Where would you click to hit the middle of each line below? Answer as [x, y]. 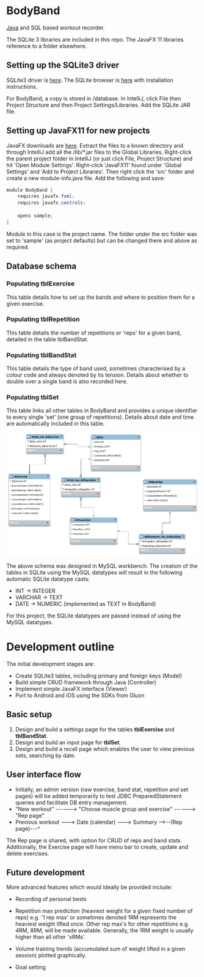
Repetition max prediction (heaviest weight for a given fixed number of [104, 911]
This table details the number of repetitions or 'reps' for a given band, [94, 333]
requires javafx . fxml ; [46, 197]
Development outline [60, 647]
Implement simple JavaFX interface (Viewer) [71, 689]
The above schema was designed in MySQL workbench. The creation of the [102, 566]
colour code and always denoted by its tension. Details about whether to [97, 375]
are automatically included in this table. [56, 424]
